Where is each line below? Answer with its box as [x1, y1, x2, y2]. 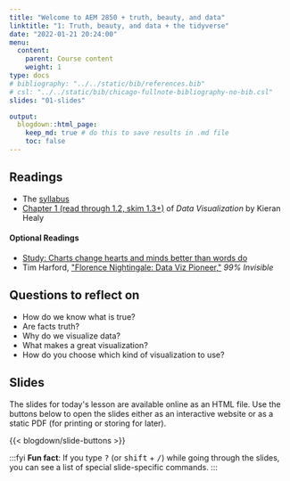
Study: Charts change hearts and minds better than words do [21, 252, 248, 263]
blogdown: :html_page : [17, 120, 98, 129]
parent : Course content [25, 54, 114, 63]
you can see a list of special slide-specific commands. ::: [9, 461, 219, 472]
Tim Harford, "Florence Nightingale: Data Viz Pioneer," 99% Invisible [21, 262, 274, 273]
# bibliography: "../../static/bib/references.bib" [9, 79, 205, 88]
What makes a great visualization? [21, 339, 149, 350]
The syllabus [21, 193, 70, 204]
